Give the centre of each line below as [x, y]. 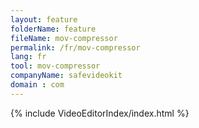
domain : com [37, 85]
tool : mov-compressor [55, 66]
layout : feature [44, 19]
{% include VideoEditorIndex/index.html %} [100, 113]
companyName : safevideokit [66, 76]
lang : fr [28, 57]
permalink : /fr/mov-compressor [75, 47]
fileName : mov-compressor [64, 38]
